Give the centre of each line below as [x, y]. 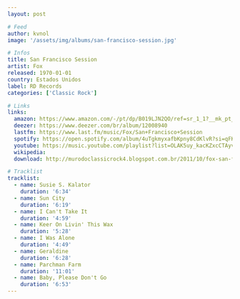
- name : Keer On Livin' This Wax [64, 225]
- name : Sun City [40, 198]
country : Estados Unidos [44, 79]
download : [28, 159]
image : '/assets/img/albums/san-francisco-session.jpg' [92, 40]
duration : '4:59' [46, 218]
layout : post [27, 14]
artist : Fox [25, 66]
